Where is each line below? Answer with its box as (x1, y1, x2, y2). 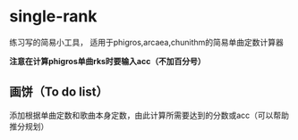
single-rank (9, 6, 98, 27)
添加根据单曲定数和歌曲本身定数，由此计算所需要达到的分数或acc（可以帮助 (9, 110, 289, 120)
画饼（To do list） (9, 85, 109, 100)
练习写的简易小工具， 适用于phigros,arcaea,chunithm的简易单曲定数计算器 (9, 37, 285, 47)
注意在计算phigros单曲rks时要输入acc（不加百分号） (9, 55, 206, 66)
